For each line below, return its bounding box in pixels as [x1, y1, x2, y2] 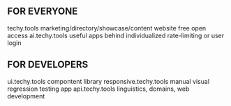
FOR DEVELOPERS [7, 59, 89, 71]
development [7, 91, 45, 100]
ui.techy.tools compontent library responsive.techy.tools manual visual [7, 77, 210, 85]
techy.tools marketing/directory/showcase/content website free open [7, 24, 207, 32]
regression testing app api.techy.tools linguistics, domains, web [7, 85, 190, 93]
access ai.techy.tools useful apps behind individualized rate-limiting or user [7, 31, 225, 39]
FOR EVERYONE [7, 6, 78, 17]
